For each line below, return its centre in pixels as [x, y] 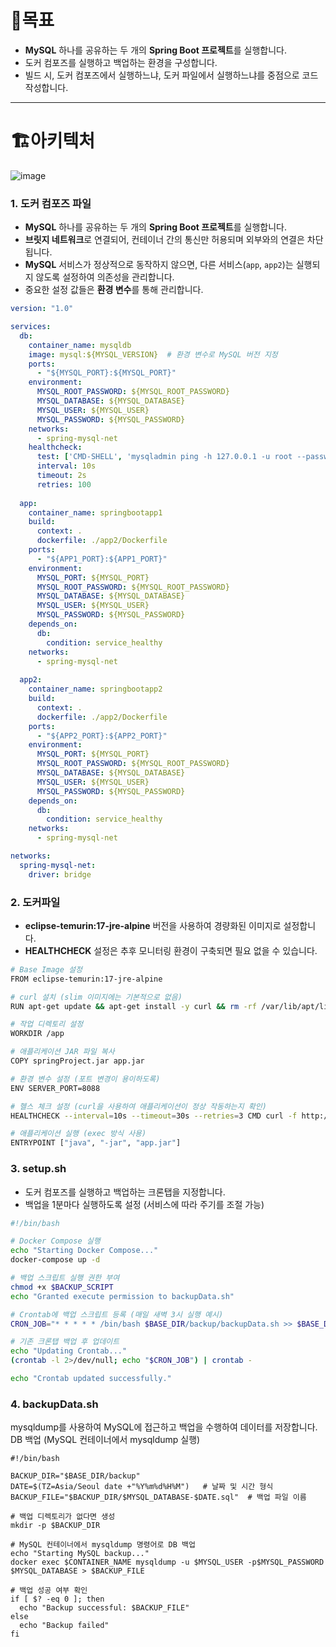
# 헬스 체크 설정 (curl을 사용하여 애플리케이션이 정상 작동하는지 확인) [138, 1106]
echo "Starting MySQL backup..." [80, 1554]
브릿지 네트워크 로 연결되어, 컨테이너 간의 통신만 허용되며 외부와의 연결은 [164, 240]
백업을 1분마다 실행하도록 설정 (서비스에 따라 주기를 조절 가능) [144, 1204]
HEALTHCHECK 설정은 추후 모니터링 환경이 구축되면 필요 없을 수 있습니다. [171, 950]
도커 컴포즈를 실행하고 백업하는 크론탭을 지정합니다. [125, 1192]
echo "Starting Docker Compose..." [84, 1251]
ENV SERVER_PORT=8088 [55, 1088]
